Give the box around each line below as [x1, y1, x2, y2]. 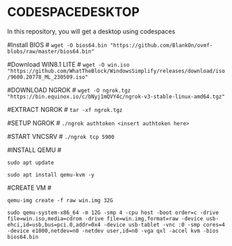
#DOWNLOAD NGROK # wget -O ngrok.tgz [7, 85, 131, 94]
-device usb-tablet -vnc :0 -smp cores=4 [103, 221, 226, 228]
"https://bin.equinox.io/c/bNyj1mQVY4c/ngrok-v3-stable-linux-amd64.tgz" [7, 93, 226, 100]
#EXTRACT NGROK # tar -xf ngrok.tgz [7, 105, 123, 113]
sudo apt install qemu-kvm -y [7, 171, 95, 178]
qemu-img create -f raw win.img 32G [7, 197, 113, 204]
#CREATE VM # [7, 183, 52, 192]
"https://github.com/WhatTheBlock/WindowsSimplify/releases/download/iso [7, 67, 226, 74]
